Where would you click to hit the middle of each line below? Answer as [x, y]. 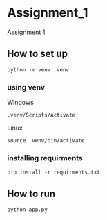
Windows [21, 103]
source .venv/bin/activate [46, 141]
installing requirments [45, 158]
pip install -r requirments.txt [53, 172]
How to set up [37, 54]
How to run [31, 193]
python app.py [28, 210]
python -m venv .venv [38, 70]
